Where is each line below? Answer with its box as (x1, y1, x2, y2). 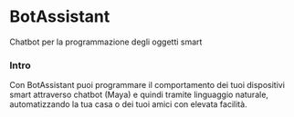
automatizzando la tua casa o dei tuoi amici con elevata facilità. (9, 99, 248, 110)
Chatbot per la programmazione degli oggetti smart (9, 36, 203, 47)
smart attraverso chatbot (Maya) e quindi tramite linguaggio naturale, (9, 89, 269, 101)
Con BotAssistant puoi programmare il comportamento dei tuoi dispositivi (9, 80, 286, 91)
